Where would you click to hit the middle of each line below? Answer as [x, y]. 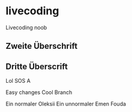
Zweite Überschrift [42, 46]
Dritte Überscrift [37, 66]
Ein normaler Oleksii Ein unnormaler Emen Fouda [66, 104]
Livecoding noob [26, 27]
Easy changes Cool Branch [39, 92]
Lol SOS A [18, 81]
